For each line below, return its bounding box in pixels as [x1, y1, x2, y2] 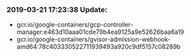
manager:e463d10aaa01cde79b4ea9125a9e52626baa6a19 [16, 28, 185, 36]
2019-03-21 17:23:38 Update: [6, 5, 108, 15]
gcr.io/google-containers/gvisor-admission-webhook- [16, 35, 171, 44]
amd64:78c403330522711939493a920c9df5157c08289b [16, 43, 181, 51]
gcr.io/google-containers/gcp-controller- [16, 21, 134, 29]
